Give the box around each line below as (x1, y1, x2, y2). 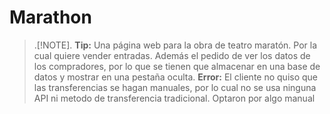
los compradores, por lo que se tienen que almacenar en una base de (33, 60, 321, 72)
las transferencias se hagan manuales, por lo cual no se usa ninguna (33, 81, 317, 93)
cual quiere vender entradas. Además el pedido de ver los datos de (33, 49, 311, 61)
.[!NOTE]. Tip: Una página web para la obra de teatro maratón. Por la (33, 39, 318, 51)
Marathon (9, 6, 92, 29)
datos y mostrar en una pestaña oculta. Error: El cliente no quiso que (33, 71, 318, 83)
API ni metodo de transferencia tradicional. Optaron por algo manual (33, 92, 316, 104)
